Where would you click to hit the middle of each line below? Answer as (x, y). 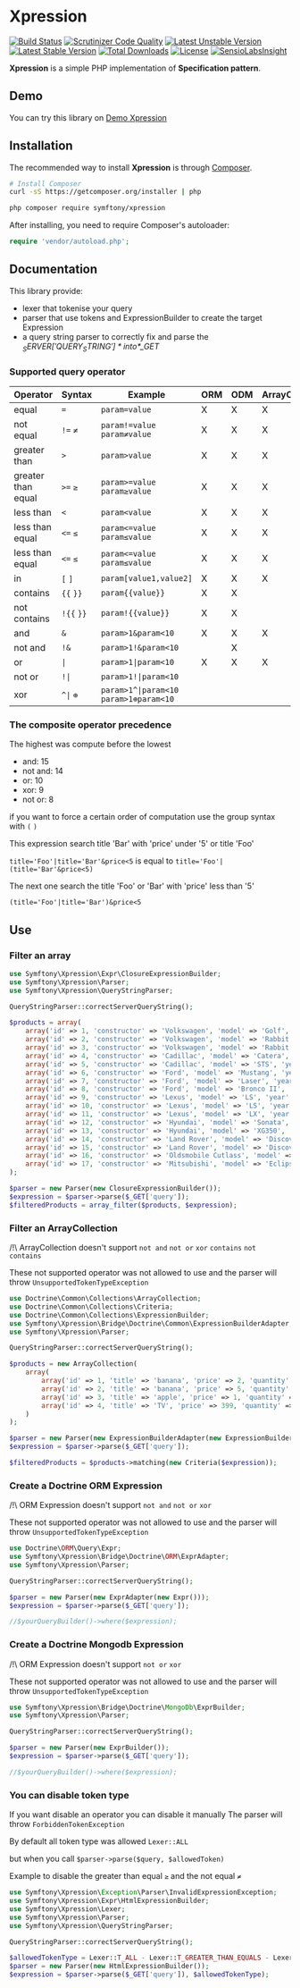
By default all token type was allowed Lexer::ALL (99, 1841)
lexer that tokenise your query (77, 308)
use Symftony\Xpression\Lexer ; (67, 1909)
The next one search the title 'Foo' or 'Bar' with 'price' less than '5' (132, 886)
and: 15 (35, 762)
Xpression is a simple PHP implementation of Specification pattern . (135, 68)
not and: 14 (43, 771)
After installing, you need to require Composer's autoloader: (120, 225)
